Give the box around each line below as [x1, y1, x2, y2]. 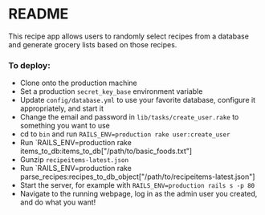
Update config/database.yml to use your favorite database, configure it [19, 95, 255, 105]
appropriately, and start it [19, 103, 104, 113]
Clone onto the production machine [19, 78, 138, 88]
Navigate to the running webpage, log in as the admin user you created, [19, 189, 258, 199]
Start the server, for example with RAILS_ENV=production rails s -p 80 [19, 181, 255, 190]
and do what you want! [19, 197, 96, 207]
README [8, 5, 69, 23]
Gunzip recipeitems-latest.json [19, 155, 129, 164]
